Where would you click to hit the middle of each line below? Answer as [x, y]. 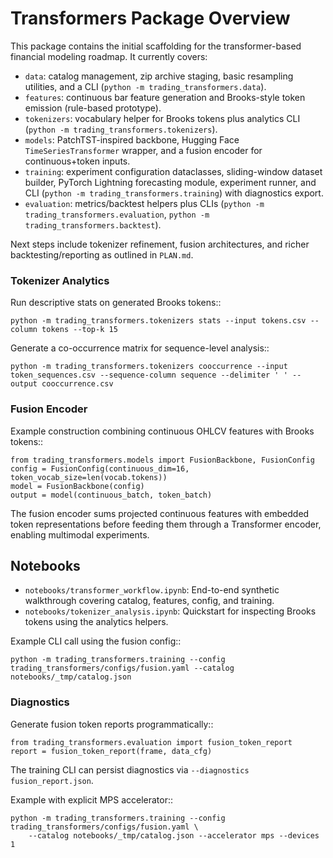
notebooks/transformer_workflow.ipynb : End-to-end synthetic [152, 590]
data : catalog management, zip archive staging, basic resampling [159, 76]
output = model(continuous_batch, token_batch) [111, 495]
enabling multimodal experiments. [80, 534]
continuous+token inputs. [77, 161]
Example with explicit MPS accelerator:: [92, 799]
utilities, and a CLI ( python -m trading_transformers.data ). [145, 86]
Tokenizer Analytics [60, 280]
